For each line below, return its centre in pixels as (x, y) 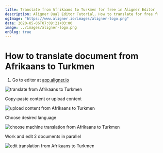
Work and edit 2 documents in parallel (43, 136)
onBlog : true (18, 32)
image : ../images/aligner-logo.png (41, 28)
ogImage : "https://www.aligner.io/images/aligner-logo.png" (67, 18)
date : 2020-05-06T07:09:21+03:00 (39, 23)
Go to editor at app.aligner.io (41, 80)
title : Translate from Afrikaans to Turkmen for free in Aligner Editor (80, 9)
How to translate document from (72, 56)
